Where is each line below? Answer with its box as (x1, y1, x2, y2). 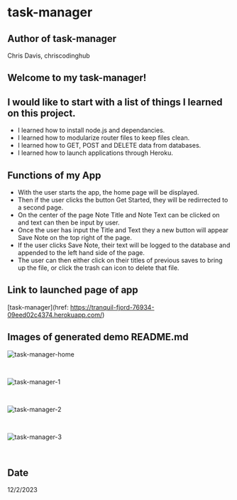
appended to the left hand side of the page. (17, 249, 145, 257)
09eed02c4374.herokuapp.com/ (7, 310, 103, 319)
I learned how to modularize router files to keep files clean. (17, 134, 190, 142)
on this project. (7, 107, 76, 119)
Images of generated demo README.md (7, 331, 189, 343)
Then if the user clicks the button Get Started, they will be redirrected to (17, 196, 228, 205)
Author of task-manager (7, 33, 117, 45)
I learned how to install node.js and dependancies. (17, 126, 165, 135)
